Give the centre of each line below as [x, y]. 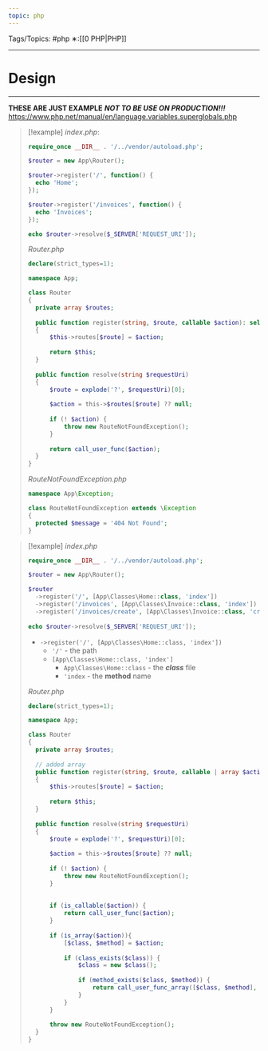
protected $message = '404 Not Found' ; [102, 523]
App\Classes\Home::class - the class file [130, 667]
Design [32, 78]
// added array [61, 765]
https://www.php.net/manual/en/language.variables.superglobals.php [123, 116]
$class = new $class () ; [118, 965]
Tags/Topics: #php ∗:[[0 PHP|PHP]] [67, 38]
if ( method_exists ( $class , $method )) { [144, 981]
